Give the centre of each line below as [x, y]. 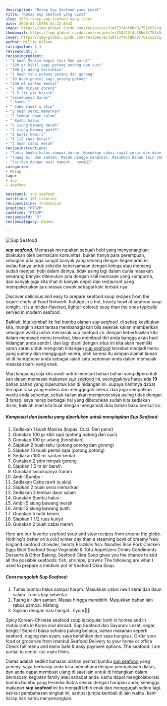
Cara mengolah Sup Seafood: [37, 577]
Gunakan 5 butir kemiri [36, 513]
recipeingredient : [25, 56]
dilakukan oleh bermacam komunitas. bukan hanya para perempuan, [76, 255]
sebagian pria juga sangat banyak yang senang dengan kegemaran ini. [78, 260]
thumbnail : [17, 33]
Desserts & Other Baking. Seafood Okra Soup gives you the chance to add [82, 555]
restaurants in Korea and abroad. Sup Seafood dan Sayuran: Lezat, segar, [81, 625]
